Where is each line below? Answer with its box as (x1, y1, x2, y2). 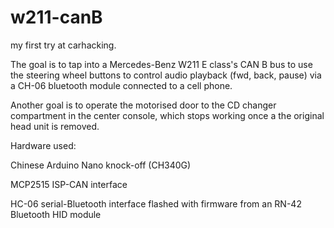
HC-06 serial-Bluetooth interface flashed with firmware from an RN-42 (10, 197, 302, 210)
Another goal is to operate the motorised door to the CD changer (10, 99, 277, 111)
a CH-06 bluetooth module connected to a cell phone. (10, 79, 233, 91)
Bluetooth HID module (10, 208, 102, 220)
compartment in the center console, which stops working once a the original (10, 109, 325, 121)
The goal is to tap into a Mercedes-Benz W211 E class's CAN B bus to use (10, 58, 313, 70)
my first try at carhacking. (10, 39, 117, 51)
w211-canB (10, 6, 103, 29)
